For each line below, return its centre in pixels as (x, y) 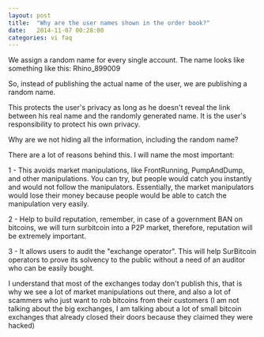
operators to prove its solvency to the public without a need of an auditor (127, 260)
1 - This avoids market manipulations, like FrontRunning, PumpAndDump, (126, 170)
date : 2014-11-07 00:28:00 (56, 30)
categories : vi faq (40, 38)
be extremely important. (47, 236)
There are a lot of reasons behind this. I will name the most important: (121, 155)
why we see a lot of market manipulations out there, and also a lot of (120, 292)
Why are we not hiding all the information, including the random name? (123, 140)
